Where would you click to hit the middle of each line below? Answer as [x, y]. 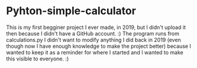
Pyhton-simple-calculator [71, 11]
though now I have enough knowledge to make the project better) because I [98, 46]
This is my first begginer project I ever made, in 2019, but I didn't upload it [96, 27]
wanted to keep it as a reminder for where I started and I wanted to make [95, 52]
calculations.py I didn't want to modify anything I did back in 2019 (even [94, 40]
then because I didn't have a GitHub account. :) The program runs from [93, 33]
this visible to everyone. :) [38, 59]
